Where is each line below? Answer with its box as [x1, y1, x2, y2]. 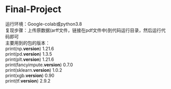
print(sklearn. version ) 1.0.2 [5, 67, 63, 73]
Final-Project [5, 4, 62, 15]
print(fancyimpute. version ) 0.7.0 [5, 62, 73, 68]
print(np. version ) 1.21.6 [5, 46, 54, 52]
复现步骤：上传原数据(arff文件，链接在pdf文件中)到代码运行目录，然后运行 [5, 27, 161, 33]
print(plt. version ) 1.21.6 [5, 56, 54, 62]
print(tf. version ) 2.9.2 [5, 77, 51, 84]
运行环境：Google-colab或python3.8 [5, 21, 82, 27]
